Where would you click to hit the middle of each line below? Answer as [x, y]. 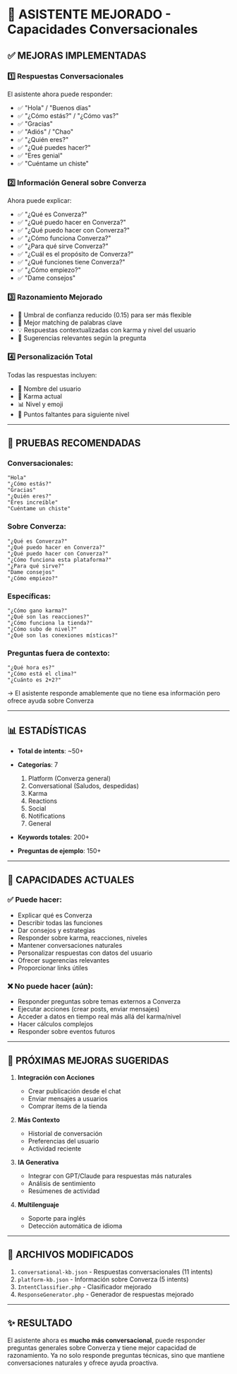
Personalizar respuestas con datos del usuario [85, 953]
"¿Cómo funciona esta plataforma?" [60, 560]
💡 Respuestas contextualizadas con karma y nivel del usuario [107, 330]
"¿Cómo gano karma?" [38, 611]
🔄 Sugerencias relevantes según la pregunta [82, 338]
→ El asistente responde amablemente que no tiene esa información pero [114, 693]
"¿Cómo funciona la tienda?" [50, 623]
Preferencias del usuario [63, 1141]
